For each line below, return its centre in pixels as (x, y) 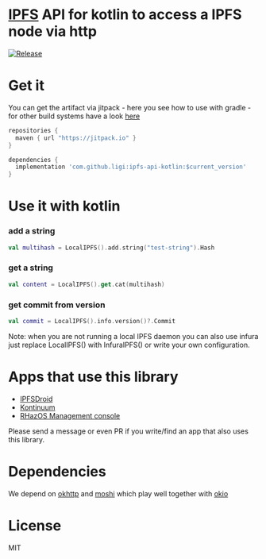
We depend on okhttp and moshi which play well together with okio (118, 493)
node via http (53, 31)
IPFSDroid (36, 399)
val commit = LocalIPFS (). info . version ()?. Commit (92, 321)
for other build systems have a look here (74, 116)
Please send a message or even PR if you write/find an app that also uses (128, 431)
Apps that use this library (93, 377)
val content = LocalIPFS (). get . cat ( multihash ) (87, 284)
